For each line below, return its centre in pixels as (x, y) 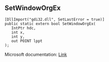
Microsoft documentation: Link (36, 54)
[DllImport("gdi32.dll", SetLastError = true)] (55, 19)
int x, (18, 32)
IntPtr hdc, (24, 28)
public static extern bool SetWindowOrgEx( (50, 24)
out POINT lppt (27, 41)
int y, (18, 36)
